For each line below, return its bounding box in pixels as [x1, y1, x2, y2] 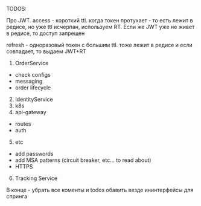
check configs [14, 71, 51, 78]
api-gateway [14, 109, 46, 115]
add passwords [14, 150, 54, 157]
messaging [14, 78, 43, 85]
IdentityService [14, 96, 53, 103]
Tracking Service [14, 175, 58, 182]
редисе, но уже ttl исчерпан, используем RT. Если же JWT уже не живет [6, 24, 195, 30]
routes [14, 120, 31, 127]
